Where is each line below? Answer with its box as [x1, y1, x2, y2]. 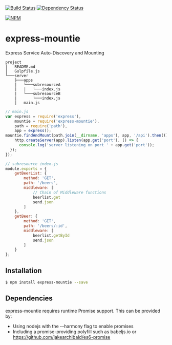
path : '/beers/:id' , [24, 223, 68, 228]
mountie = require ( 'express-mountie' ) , [14, 119, 100, 124]
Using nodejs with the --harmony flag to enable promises [12, 323, 134, 329]
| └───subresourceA [14, 82, 60, 87]
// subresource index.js [5, 161, 58, 166]
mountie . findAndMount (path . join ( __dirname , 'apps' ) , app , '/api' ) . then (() [5, 133, 168, 138]
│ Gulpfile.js [5, 68, 40, 74]
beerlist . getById [32, 233, 70, 238]
